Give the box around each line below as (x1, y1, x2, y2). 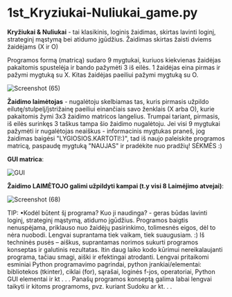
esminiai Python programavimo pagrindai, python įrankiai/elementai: (7, 260, 202, 268)
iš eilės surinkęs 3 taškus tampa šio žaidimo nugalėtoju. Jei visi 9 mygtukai (7, 119, 220, 127)
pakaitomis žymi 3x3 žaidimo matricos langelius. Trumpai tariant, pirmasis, (7, 112, 220, 120)
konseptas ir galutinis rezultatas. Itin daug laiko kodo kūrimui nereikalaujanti (7, 245, 223, 253)
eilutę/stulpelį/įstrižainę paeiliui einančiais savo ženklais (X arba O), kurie (7, 105, 215, 113)
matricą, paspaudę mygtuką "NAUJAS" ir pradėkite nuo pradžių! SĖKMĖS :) (7, 141, 223, 150)
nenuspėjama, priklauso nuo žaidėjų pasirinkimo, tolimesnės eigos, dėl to (7, 223, 216, 231)
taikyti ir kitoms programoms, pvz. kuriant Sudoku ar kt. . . (7, 282, 172, 290)
